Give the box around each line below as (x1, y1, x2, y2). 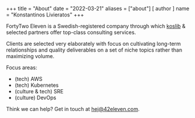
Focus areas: (6, 64, 38, 71)
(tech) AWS (14, 76, 43, 82)
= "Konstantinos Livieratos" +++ (6, 11, 84, 18)
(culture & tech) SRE (14, 88, 63, 95)
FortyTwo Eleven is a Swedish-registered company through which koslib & (6, 23, 186, 29)
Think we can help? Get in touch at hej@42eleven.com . (6, 106, 140, 112)
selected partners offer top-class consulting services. (6, 29, 136, 36)
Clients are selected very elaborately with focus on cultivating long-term (6, 41, 181, 47)
